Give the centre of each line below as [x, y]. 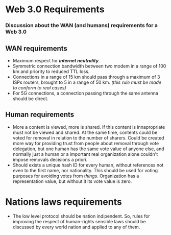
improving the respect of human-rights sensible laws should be [79, 221]
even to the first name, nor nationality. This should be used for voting [85, 170]
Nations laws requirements [64, 202]
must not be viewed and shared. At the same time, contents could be [85, 132]
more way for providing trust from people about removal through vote [86, 143]
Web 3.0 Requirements [55, 9]
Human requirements [40, 115]
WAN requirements [36, 48]
